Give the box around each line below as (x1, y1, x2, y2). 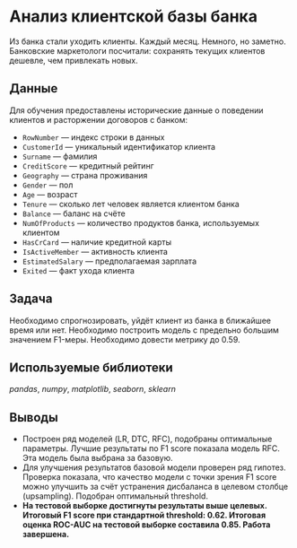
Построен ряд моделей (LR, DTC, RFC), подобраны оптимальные (22, 433, 273, 445)
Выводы (9, 410, 58, 425)
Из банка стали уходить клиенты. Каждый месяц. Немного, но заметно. (9, 36, 286, 47)
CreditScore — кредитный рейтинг (22, 160, 154, 171)
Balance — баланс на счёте (22, 208, 126, 219)
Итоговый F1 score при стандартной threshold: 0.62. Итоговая (22, 509, 266, 521)
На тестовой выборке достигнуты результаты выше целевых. (22, 500, 267, 511)
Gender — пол (22, 179, 74, 190)
